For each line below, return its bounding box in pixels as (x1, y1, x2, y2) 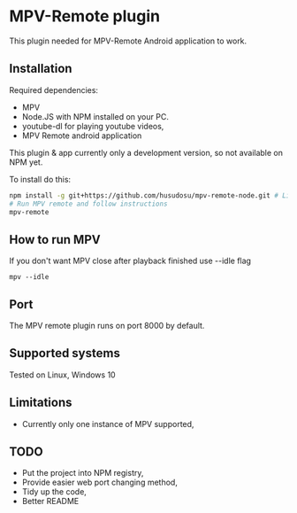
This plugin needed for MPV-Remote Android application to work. (9, 35, 247, 46)
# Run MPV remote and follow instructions (9, 199, 168, 208)
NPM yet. (9, 157, 43, 167)
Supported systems (9, 346, 121, 361)
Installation (9, 61, 72, 76)
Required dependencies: (9, 84, 99, 95)
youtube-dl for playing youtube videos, (21, 120, 164, 131)
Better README (21, 496, 80, 507)
